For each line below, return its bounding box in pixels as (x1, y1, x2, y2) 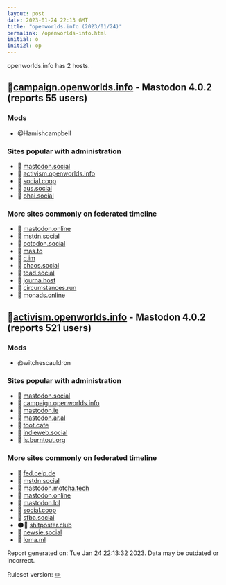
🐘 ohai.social (17, 192, 54, 200)
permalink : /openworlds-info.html (7, 29, 107, 37)
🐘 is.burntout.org (17, 436, 66, 444)
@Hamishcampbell (17, 129, 71, 137)
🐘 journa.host (17, 276, 56, 285)
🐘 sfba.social (17, 513, 55, 521)
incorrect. (7, 556, 35, 564)
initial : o (7, 36, 39, 43)
